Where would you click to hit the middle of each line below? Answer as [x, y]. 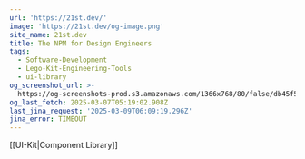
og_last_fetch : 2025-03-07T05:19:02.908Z [89, 102]
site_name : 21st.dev [49, 35]
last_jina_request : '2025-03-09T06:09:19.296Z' [101, 111]
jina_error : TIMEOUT [49, 119]
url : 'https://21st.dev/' [58, 18]
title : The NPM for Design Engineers [81, 43]
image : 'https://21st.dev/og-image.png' [87, 26]
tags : [20, 52]
